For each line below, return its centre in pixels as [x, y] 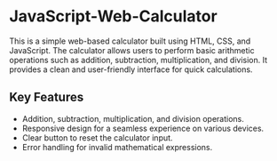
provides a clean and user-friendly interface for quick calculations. [131, 69]
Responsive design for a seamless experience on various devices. [143, 128]
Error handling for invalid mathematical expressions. [117, 147]
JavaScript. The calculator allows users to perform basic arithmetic [132, 50]
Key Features [47, 97]
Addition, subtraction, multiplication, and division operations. [133, 118]
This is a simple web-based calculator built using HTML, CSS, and [130, 41]
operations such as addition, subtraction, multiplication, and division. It [138, 60]
